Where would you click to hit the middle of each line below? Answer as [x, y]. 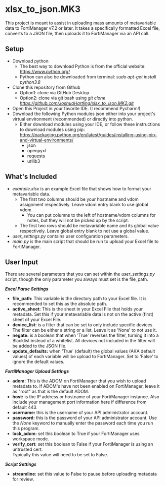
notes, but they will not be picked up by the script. [78, 220]
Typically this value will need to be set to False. [60, 455]
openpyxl [36, 150]
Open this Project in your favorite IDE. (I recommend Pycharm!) [76, 108]
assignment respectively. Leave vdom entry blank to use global [84, 204]
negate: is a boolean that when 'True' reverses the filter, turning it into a [85, 335]
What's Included [31, 177]
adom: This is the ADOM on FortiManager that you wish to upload [79, 381]
